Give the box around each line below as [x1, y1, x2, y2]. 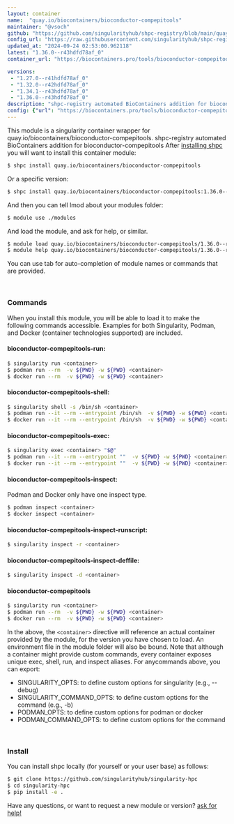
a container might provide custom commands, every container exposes [7, 650, 212, 658]
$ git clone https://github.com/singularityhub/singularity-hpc [7, 776, 198, 783]
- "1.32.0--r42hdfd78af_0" [10, 81, 89, 88]
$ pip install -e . [7, 789, 64, 796]
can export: [7, 664, 40, 673]
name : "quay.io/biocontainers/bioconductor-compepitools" [7, 17, 182, 24]
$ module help [7, 247, 49, 254]
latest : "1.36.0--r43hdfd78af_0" [7, 50, 104, 57]
